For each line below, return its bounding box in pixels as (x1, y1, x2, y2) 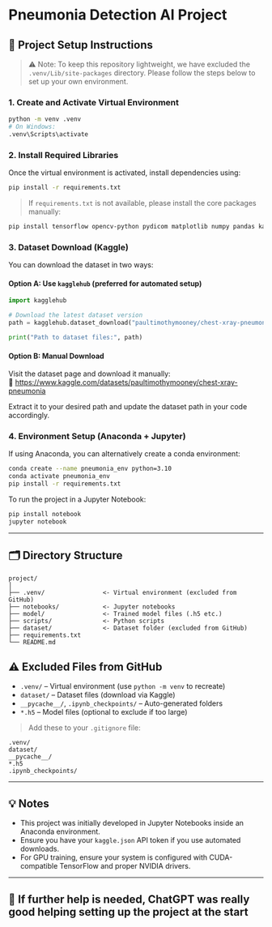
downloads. (19, 844, 60, 854)
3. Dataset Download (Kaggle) (8, 241, 130, 253)
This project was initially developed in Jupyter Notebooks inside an (19, 818, 244, 828)
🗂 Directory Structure (8, 549, 123, 562)
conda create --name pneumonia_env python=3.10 (8, 464, 172, 473)
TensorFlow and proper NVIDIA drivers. (59, 861, 191, 871)
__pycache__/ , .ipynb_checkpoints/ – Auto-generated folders (19, 698, 223, 708)
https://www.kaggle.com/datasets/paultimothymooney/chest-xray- (15, 378, 238, 387)
